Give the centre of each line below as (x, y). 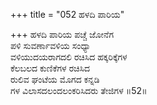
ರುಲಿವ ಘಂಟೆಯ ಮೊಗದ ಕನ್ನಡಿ (55, 79)
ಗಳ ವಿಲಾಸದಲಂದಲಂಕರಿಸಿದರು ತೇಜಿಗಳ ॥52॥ (79, 90)
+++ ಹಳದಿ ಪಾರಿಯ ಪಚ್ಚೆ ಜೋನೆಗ (62, 34)
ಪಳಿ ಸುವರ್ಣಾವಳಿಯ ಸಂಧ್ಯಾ (51, 45)
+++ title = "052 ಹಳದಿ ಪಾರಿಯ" (67, 14)
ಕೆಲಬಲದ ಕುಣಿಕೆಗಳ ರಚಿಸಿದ (50, 68)
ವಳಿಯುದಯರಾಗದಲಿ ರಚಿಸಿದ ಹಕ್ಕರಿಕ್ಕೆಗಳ (69, 57)
